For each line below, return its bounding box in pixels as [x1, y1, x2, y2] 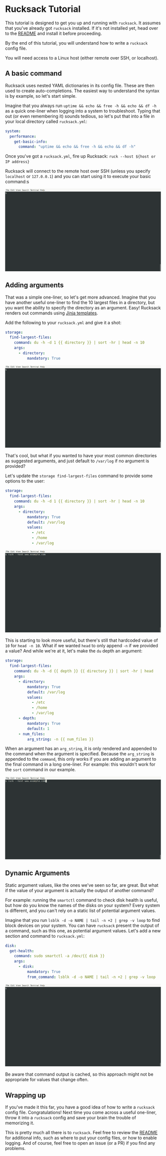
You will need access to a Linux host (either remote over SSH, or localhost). [5, 55, 159, 61]
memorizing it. [5, 1120, 35, 1126]
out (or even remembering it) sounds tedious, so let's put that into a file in [5, 113, 155, 119]
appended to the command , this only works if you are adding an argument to [5, 756, 157, 762]
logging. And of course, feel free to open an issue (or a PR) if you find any [5, 1140, 156, 1146]
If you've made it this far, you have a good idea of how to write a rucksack [5, 1104, 155, 1110]
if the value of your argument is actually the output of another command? [5, 887, 154, 893]
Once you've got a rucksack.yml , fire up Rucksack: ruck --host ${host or [5, 153, 156, 159]
